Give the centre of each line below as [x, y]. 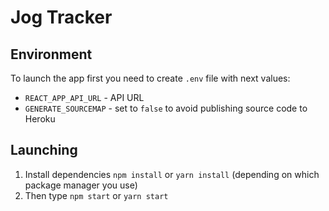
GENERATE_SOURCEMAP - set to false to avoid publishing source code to [166, 108]
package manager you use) [81, 185]
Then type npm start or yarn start [96, 195]
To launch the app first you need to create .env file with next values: [150, 78]
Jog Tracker [61, 17]
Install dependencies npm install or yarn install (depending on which [172, 174]
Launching [44, 150]
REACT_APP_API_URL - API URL [84, 97]
